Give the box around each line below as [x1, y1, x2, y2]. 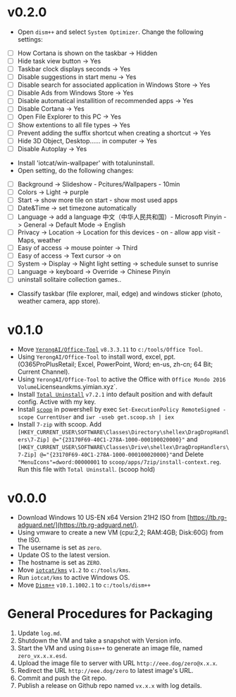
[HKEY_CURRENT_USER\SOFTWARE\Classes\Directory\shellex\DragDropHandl [17, 429, 230, 436]
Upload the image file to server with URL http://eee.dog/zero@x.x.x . [17, 659, 218, 667]
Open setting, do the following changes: [17, 166, 134, 174]
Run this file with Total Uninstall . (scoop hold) [17, 465, 156, 474]
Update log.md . [17, 629, 62, 638]
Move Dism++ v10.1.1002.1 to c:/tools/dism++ [17, 580, 151, 590]
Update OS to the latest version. [17, 551, 111, 559]
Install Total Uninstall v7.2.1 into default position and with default [17, 390, 213, 399]
